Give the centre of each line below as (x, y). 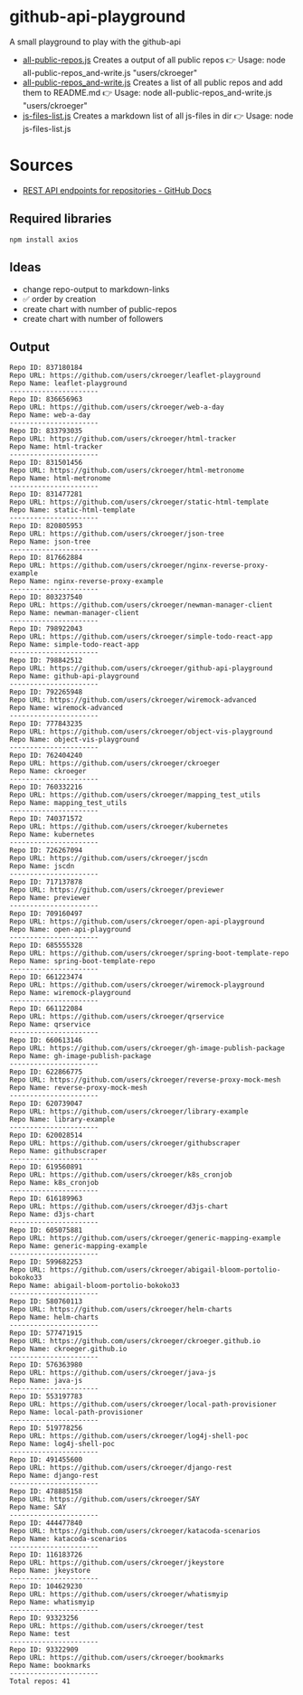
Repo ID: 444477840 (46, 1523)
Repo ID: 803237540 (46, 597)
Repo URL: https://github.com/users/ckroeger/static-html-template (139, 502)
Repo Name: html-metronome (60, 478)
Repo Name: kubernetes (52, 835)
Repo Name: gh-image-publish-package (80, 1056)
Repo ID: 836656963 (46, 400)
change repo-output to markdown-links (96, 289)
